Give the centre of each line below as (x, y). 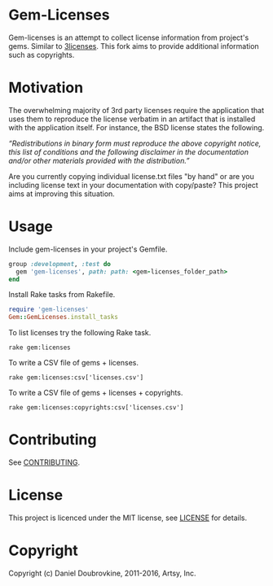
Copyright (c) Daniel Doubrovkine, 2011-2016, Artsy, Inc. (103, 573)
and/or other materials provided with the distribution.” (99, 160)
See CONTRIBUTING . (44, 462)
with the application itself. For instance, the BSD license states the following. (136, 127)
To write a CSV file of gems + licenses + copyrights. (96, 393)
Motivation (46, 88)
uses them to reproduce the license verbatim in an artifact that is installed (132, 119)
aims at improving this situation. (62, 194)
